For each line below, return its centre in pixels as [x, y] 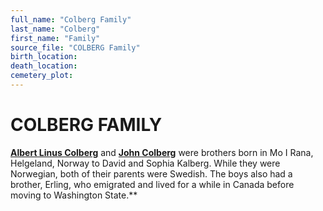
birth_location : [44, 57]
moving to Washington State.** [74, 195]
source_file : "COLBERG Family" [75, 47]
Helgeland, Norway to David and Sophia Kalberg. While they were [145, 163]
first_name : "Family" [55, 38]
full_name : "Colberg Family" [71, 19]
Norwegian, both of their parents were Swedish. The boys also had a [151, 173]
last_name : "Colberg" [55, 29]
